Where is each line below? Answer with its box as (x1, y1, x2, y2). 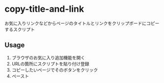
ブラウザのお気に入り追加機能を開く (11, 55, 85, 60)
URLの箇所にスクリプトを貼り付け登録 (11, 60, 89, 67)
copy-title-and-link (4, 3, 84, 15)
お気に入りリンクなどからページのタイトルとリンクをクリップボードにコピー (4, 20, 160, 26)
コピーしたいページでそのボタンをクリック (11, 67, 98, 73)
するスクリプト (4, 26, 35, 32)
